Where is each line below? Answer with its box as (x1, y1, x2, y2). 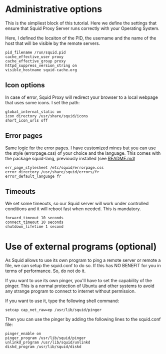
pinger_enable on (5, 331, 41, 337)
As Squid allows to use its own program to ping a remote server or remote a (5, 257, 161, 263)
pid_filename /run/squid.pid (5, 50, 66, 55)
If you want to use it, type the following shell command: (5, 298, 119, 304)
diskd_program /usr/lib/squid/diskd (5, 345, 81, 350)
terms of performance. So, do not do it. (5, 268, 86, 274)
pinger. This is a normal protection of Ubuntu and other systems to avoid (5, 283, 155, 289)
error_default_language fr (5, 174, 61, 179)
